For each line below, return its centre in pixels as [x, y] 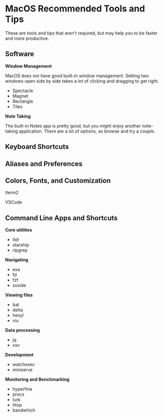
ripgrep [20, 250]
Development [19, 355]
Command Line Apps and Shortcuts [61, 218]
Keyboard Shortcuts [37, 147]
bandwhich [24, 410]
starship [21, 245]
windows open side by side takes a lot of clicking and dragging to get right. [82, 81]
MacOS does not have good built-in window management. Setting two [77, 76]
